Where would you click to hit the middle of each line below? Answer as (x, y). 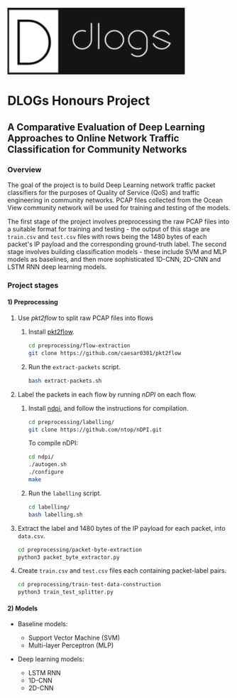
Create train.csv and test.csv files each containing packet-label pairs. (122, 571)
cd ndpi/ (41, 457)
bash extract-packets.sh (65, 381)
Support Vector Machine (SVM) (74, 638)
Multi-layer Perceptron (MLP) (71, 645)
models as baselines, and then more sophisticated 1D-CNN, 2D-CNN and (114, 259)
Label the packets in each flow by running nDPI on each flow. (107, 394)
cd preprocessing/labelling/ (71, 422)
